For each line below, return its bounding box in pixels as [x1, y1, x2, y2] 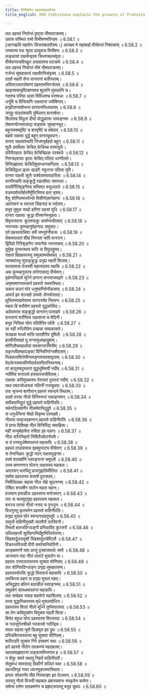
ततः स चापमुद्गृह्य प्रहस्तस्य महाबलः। [5, 496, 63, 502]
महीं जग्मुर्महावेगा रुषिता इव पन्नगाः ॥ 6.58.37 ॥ [5, 427, 81, 434]
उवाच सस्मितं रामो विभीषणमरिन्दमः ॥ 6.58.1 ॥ [5, 36, 80, 42]
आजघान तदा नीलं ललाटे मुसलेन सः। [5, 553, 64, 559]
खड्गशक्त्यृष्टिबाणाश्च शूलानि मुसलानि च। [5, 87, 71, 93]
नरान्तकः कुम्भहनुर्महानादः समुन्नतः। [5, 223, 59, 230]
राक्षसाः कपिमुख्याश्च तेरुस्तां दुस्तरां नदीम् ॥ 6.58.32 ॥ [5, 377, 94, 383]
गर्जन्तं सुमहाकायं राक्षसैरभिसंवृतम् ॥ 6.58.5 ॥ [5, 70, 79, 76]
